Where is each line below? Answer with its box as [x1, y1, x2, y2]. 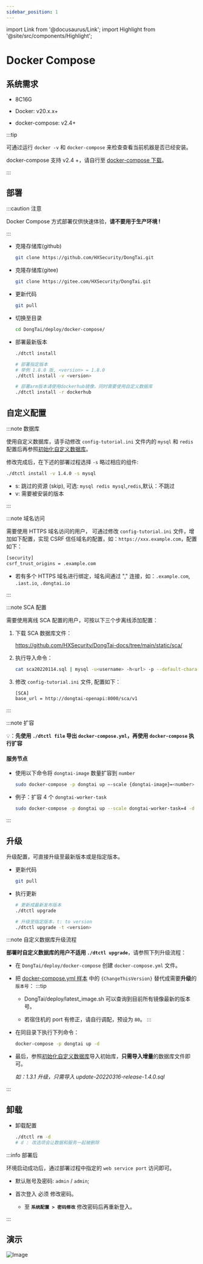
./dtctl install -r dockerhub [15, 389, 92, 395]
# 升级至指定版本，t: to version [15, 918, 93, 925]
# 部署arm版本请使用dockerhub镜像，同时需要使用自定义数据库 [15, 384, 153, 390]
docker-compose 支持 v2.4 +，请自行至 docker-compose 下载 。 [6, 156, 168, 164]
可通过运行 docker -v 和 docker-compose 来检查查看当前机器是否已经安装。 [6, 144, 192, 151]
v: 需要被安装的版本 [15, 490, 64, 497]
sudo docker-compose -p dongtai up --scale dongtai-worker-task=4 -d [15, 805, 195, 812]
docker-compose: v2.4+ [15, 119, 76, 127]
